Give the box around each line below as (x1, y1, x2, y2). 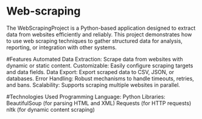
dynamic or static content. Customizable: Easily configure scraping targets (6, 62, 193, 69)
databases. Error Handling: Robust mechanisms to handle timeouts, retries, (6, 75, 195, 82)
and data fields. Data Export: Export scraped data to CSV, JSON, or (6, 68, 175, 75)
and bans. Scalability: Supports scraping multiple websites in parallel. (6, 81, 181, 89)
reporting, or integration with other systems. (6, 44, 117, 51)
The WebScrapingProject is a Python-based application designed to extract (6, 24, 196, 32)
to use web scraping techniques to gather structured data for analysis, (6, 37, 183, 44)
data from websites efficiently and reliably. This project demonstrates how (6, 30, 192, 38)
